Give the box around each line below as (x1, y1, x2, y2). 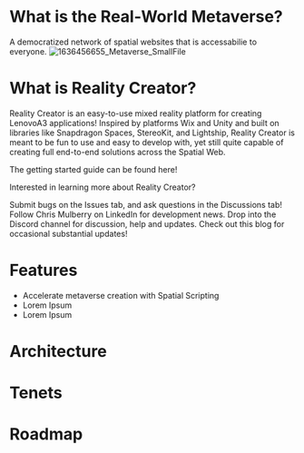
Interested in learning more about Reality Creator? (9, 182, 196, 192)
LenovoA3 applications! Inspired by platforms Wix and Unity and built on (9, 117, 279, 128)
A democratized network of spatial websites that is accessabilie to (9, 36, 257, 47)
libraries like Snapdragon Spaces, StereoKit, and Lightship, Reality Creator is (9, 127, 295, 138)
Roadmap (9, 424, 83, 445)
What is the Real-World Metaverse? (9, 6, 283, 27)
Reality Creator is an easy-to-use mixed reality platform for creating (9, 107, 262, 119)
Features (9, 261, 78, 281)
